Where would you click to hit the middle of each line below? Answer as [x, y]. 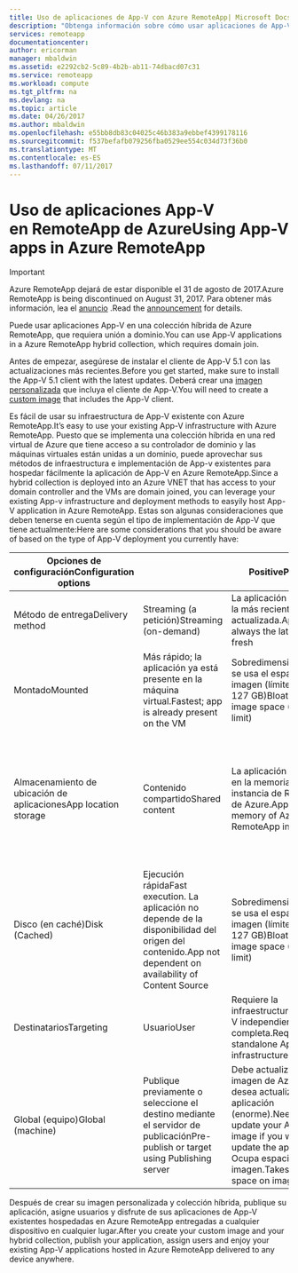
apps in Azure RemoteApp [107, 247]
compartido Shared [182, 799]
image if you [257, 1136]
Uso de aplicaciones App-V [112, 210]
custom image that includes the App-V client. [92, 399]
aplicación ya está [181, 668]
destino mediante [179, 1114]
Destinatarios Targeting [61, 1028]
